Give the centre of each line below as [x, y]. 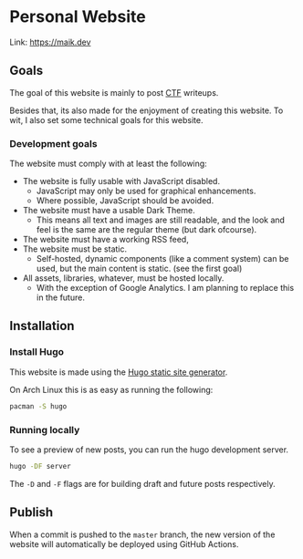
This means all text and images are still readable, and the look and [161, 220]
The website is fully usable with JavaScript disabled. [121, 181]
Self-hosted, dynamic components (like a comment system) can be [162, 259]
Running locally [45, 430]
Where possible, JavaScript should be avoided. [125, 201]
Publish [31, 512]
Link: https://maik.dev [50, 42]
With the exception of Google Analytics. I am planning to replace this [165, 288]
